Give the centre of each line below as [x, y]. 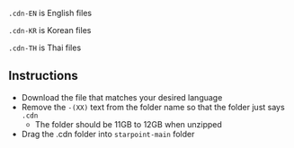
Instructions [43, 76]
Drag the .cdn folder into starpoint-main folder [108, 134]
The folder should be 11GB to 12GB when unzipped [128, 124]
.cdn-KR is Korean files [50, 30]
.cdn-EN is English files [50, 13]
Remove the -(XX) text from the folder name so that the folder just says [153, 107]
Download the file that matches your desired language [122, 97]
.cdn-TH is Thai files [45, 48]
